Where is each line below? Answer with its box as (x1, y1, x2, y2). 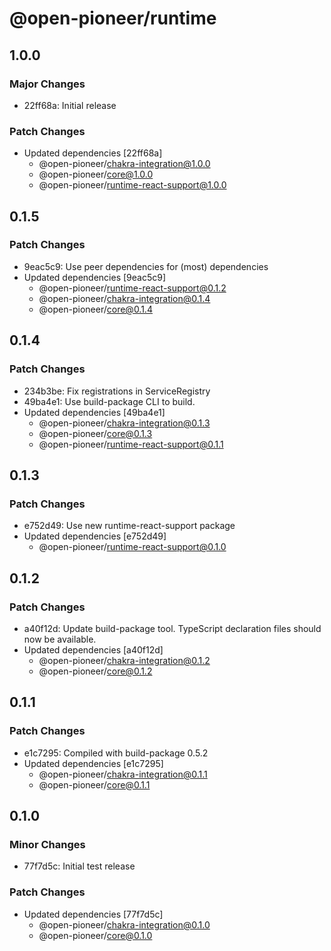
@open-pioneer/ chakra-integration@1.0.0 (38, 158, 211, 170)
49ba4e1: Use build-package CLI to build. (23, 395, 196, 407)
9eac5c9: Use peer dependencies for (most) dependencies (23, 260, 269, 272)
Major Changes (9, 77, 86, 91)
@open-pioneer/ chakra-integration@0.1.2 (38, 654, 211, 666)
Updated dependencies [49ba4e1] (23, 406, 166, 418)
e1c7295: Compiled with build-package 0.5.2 (23, 747, 209, 759)
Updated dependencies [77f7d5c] (23, 908, 164, 920)
